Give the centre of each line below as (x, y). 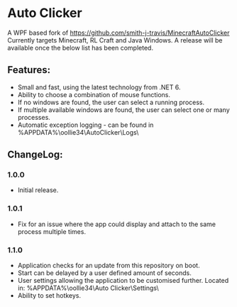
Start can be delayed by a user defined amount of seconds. (104, 273)
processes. (34, 117)
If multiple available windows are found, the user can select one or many (123, 110)
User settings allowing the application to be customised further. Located (123, 281)
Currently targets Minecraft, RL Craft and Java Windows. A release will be (115, 40)
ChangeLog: (35, 155)
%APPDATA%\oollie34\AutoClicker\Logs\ (78, 132)
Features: (29, 70)
